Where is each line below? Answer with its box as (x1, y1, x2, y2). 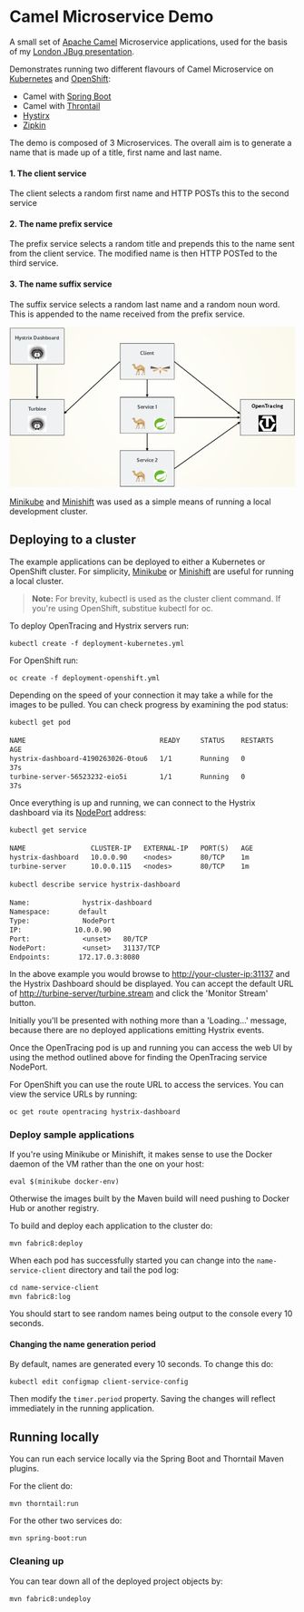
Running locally (9, 1429, 100, 1444)
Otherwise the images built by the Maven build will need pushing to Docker (9, 1193, 290, 1204)
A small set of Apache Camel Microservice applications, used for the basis (9, 36, 288, 47)
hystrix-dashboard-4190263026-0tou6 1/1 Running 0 (9, 754, 246, 763)
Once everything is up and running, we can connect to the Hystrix (9, 796, 256, 808)
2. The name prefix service (9, 218, 113, 229)
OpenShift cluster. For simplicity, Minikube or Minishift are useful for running (9, 565, 295, 577)
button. (9, 997, 36, 1008)
